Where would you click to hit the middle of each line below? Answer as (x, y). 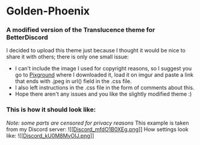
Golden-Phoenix (48, 11)
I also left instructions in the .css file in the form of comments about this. (105, 88)
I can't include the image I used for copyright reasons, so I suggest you (103, 69)
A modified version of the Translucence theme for (81, 30)
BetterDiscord (27, 37)
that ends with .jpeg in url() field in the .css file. (73, 81)
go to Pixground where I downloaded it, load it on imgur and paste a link (104, 75)
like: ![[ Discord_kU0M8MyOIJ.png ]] (50, 135)
